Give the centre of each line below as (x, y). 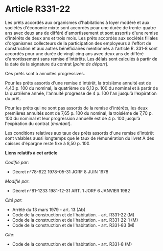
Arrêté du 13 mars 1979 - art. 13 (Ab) (49, 209)
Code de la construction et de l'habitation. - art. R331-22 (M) (73, 215)
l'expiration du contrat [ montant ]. (38, 124)
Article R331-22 (38, 9)
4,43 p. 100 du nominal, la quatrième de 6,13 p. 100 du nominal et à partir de (81, 88)
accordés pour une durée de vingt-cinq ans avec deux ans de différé (74, 53)
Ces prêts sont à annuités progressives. (45, 73)
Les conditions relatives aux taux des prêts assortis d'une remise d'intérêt (80, 133)
